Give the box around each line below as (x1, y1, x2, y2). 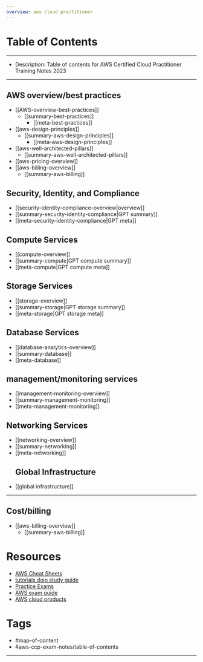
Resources (6, 550, 62, 563)
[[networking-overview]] (14, 436, 77, 444)
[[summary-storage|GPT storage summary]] (14, 303, 126, 310)
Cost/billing (6, 506, 51, 516)
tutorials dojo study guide (14, 576, 79, 583)
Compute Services (6, 234, 78, 245)
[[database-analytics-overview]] (14, 343, 96, 351)
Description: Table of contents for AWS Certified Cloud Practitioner (14, 61, 182, 68)
